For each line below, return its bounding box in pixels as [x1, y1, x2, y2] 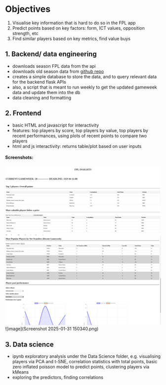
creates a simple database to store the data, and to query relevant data [12, 73, 157, 80]
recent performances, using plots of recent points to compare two [12, 133, 147, 139]
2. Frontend [5, 109, 41, 117]
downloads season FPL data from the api [12, 63, 96, 69]
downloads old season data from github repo [12, 68, 104, 74]
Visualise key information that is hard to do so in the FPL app [12, 20, 136, 26]
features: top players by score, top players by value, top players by [12, 127, 148, 133]
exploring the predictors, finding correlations [12, 374, 104, 380]
